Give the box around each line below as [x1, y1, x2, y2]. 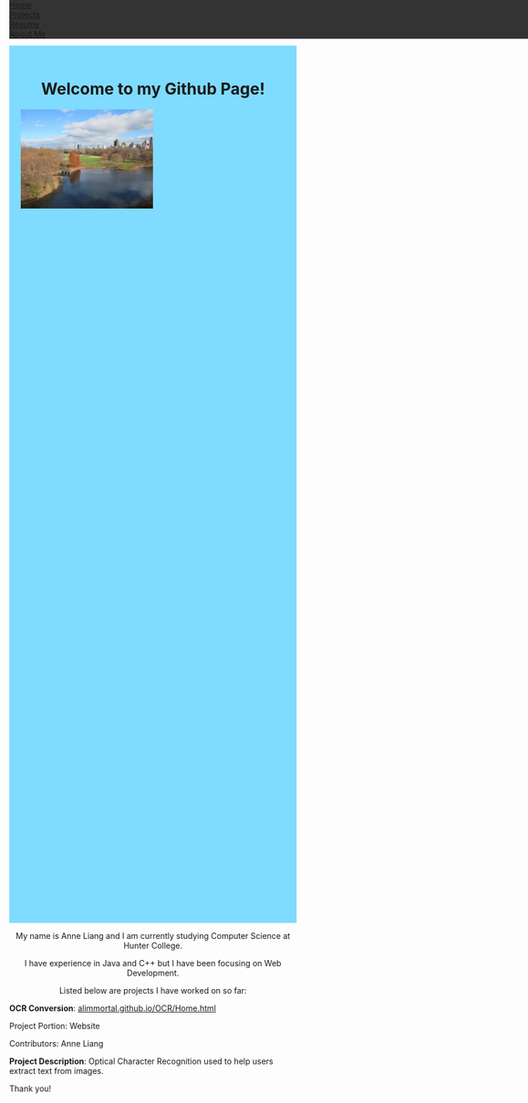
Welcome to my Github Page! [40, 78, 265, 99]
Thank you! [9, 1083, 52, 1094]
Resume [9, 19, 40, 29]
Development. [127, 967, 180, 978]
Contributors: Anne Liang [9, 1038, 104, 1048]
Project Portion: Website [9, 1021, 101, 1031]
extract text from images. [9, 1066, 104, 1076]
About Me [9, 28, 47, 39]
